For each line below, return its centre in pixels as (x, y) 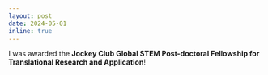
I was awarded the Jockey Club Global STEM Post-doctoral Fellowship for (134, 54)
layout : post (30, 16)
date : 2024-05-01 (38, 23)
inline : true (30, 31)
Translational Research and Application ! (77, 62)
